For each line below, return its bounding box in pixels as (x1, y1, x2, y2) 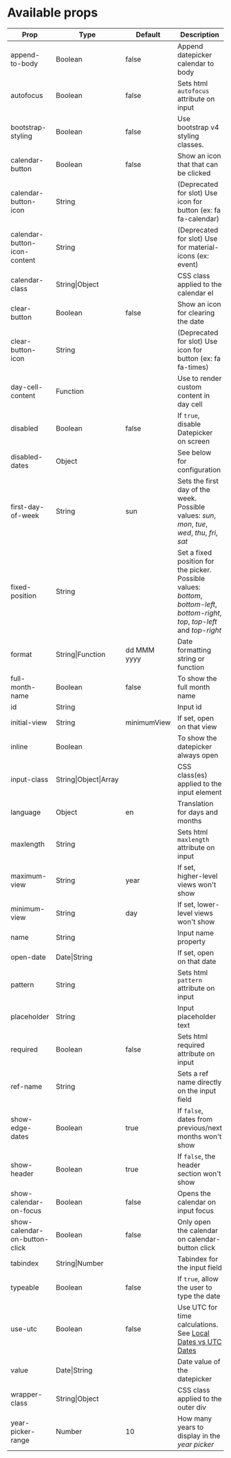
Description (179, 30, 220, 39)
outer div (177, 1402, 206, 1412)
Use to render (177, 373, 222, 383)
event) (177, 259, 199, 269)
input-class (10, 774, 49, 784)
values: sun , (177, 511, 217, 520)
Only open (177, 1216, 211, 1226)
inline (10, 742, 28, 751)
